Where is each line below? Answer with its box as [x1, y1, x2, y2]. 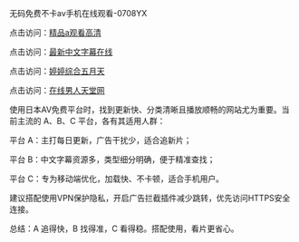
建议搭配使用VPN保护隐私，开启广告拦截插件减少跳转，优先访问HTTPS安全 [9, 193, 291, 203]
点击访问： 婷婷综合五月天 [9, 66, 105, 76]
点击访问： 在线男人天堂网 [9, 85, 105, 95]
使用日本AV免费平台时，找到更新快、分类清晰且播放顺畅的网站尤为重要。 [9, 104, 283, 115]
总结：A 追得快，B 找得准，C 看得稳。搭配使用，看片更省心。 [9, 223, 239, 234]
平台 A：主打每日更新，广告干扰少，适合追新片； [9, 135, 192, 145]
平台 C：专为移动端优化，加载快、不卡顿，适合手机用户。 [9, 173, 225, 184]
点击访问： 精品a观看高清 [9, 27, 101, 38]
